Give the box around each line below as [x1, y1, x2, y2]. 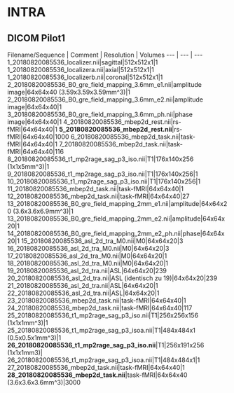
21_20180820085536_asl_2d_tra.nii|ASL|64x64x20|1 [7, 282, 159, 289]
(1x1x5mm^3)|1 [7, 163, 50, 170]
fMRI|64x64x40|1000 [7, 132, 69, 141]
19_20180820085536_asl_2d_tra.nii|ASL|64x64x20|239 [7, 267, 167, 275]
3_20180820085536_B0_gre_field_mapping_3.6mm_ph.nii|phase [7, 110, 193, 118]
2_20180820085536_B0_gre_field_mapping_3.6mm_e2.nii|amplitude [7, 95, 204, 104]
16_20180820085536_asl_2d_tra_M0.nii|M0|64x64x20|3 [7, 244, 170, 252]
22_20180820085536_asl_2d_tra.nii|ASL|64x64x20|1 [7, 289, 160, 297]
